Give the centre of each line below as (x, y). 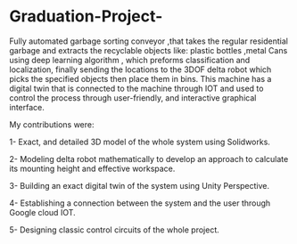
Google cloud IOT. (42, 212)
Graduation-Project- (86, 16)
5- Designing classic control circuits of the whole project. (115, 230)
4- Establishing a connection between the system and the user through (140, 203)
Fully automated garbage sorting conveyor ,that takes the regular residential (148, 41)
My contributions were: (52, 124)
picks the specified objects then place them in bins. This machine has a (140, 78)
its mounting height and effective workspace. (92, 168)
